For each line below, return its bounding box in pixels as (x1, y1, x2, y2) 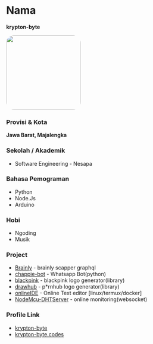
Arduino (14, 201, 35, 208)
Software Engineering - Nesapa (14, 160, 92, 167)
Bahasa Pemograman (6, 175, 70, 183)
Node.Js (14, 194, 36, 202)
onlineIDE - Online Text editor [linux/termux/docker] (14, 290, 142, 297)
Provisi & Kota (6, 117, 48, 126)
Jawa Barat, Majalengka (6, 132, 67, 139)
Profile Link (6, 311, 40, 319)
